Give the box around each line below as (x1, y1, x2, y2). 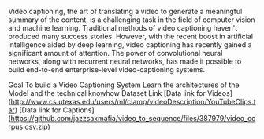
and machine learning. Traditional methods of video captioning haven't (8, 24, 238, 32)
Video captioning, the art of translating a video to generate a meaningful (8, 7, 243, 16)
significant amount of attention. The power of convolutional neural (8, 49, 223, 57)
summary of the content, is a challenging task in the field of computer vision (8, 15, 255, 24)
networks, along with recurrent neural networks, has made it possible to (8, 57, 242, 66)
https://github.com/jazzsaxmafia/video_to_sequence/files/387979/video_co (10, 114, 256, 123)
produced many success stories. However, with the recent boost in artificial (8, 31, 254, 41)
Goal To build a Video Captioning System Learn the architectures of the (8, 80, 240, 90)
